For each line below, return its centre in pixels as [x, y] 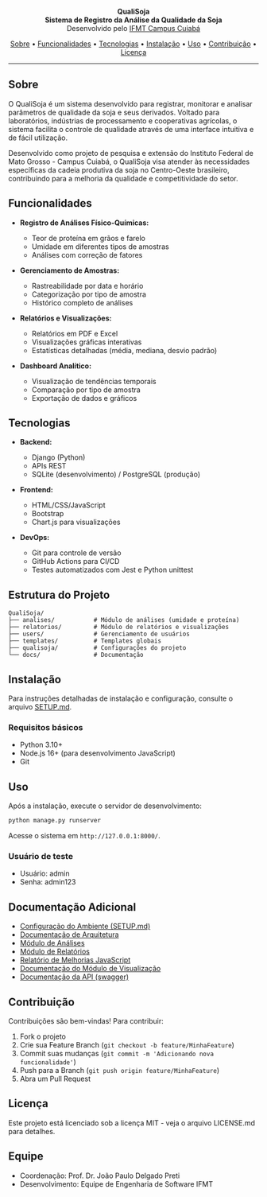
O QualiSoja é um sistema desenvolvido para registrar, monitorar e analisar [130, 103]
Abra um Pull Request [55, 1078]
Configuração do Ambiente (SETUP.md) [85, 927]
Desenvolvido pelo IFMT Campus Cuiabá [133, 28]
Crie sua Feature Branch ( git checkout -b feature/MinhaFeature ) [127, 1044]
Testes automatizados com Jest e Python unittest [112, 570]
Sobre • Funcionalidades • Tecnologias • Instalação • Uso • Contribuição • [133, 44]
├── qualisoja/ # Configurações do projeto [97, 648]
